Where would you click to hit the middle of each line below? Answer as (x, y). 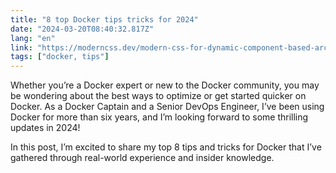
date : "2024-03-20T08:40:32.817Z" (82, 29)
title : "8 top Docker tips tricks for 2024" (104, 19)
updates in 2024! (45, 128)
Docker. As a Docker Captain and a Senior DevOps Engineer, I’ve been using (167, 107)
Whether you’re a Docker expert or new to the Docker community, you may (165, 85)
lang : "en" (33, 38)
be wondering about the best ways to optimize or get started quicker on (158, 96)
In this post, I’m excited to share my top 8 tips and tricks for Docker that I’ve (166, 147)
